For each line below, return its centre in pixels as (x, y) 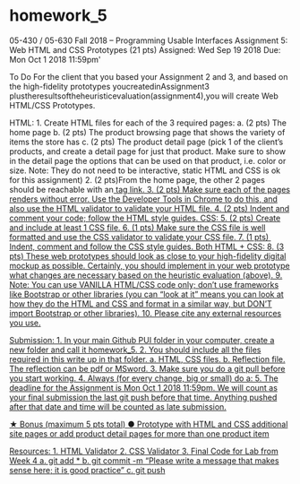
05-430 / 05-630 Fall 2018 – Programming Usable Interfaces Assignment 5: (149, 40)
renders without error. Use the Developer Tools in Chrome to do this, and (143, 199)
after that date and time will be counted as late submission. (118, 406)
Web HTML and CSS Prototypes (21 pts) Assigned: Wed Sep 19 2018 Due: (145, 49)
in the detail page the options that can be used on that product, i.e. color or (148, 160)
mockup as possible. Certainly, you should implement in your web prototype (150, 265)
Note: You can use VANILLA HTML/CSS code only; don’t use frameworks (144, 284)
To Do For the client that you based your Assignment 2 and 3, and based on (149, 76)
